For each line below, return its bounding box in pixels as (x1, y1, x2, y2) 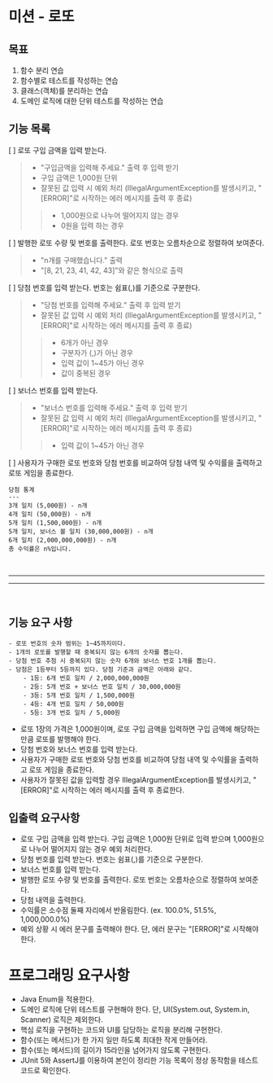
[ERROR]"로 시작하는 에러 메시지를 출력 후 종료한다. (19, 785, 185, 795)
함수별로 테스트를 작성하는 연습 (19, 76, 119, 85)
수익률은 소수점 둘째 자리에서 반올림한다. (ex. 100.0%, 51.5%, (19, 905, 217, 915)
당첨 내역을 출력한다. (19, 895, 86, 905)
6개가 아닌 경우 (60, 337, 110, 347)
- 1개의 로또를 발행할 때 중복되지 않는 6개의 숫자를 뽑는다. (8, 648, 184, 656)
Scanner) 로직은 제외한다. (19, 1015, 103, 1024)
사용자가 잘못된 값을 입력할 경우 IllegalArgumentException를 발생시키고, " (19, 774, 258, 784)
